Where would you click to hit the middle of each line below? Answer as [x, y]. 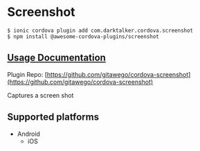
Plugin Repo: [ [27, 74]
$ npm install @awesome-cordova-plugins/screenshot [83, 36]
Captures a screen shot [40, 95]
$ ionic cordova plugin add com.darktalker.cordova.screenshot [100, 30]
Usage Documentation [56, 58]
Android [28, 134]
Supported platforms [53, 117]
